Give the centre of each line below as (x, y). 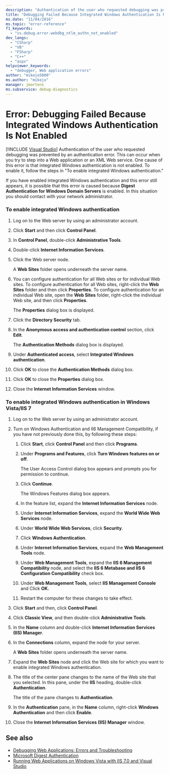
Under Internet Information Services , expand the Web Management (92, 548)
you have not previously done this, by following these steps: (75, 434)
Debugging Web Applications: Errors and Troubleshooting (72, 750)
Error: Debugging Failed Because (76, 114)
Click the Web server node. (41, 259)
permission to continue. (45, 474)
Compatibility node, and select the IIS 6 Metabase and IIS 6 (83, 568)
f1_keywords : (19, 29)
